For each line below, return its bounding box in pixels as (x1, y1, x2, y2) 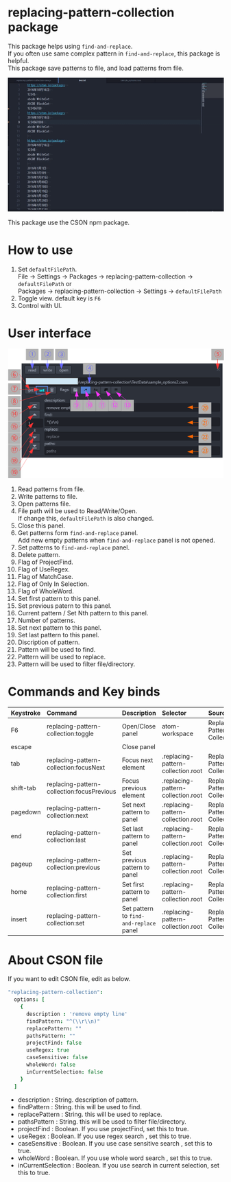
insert (10, 915, 27, 923)
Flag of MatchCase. (17, 573, 74, 581)
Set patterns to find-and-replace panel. (17, 543, 130, 552)
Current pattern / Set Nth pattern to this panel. (17, 609, 149, 617)
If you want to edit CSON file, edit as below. (8, 975, 131, 983)
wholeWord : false (25, 1061, 76, 1068)
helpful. (8, 56, 29, 64)
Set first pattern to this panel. (17, 595, 101, 603)
